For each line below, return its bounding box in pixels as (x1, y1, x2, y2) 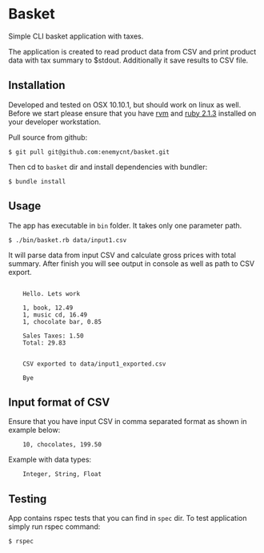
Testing (8, 492, 47, 506)
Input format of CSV (8, 395, 110, 409)
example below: (8, 426, 61, 435)
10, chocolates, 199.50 (22, 441, 102, 449)
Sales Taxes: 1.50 (22, 332, 84, 340)
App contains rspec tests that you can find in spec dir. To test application (8, 514, 247, 523)
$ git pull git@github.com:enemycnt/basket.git (8, 147, 170, 156)
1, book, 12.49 (22, 304, 74, 312)
